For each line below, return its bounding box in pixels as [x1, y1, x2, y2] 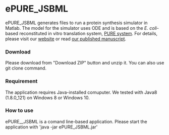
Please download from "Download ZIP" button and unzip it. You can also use [5, 60, 164, 66]
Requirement [5, 78, 38, 85]
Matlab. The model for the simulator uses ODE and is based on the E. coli [5, 25, 157, 31]
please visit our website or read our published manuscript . [5, 36, 127, 42]
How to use [5, 107, 34, 114]
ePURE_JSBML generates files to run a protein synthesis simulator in [5, 20, 148, 26]
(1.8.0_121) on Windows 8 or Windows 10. [5, 94, 90, 101]
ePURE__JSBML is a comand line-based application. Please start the [5, 118, 147, 124]
